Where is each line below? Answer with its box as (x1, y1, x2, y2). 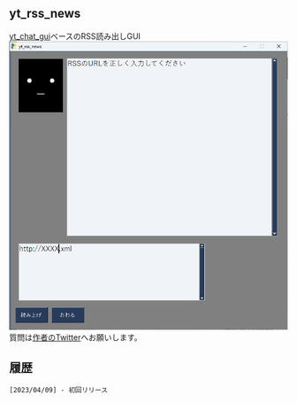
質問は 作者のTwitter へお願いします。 (9, 331, 143, 343)
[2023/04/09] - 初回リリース (9, 386, 109, 395)
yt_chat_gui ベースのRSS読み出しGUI (9, 30, 141, 42)
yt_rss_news (9, 6, 81, 21)
